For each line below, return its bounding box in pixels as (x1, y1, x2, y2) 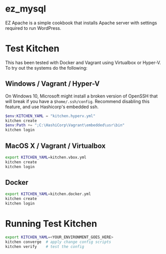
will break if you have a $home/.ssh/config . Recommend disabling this (5, 98, 150, 104)
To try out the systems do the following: (5, 65, 88, 71)
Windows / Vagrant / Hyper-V (5, 79, 100, 88)
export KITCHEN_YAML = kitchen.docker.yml (5, 191, 92, 197)
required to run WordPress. (5, 25, 61, 31)
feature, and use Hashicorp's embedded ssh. (5, 104, 99, 110)
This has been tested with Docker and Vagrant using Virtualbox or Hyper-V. (5, 59, 161, 66)
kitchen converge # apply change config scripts (5, 239, 112, 244)
